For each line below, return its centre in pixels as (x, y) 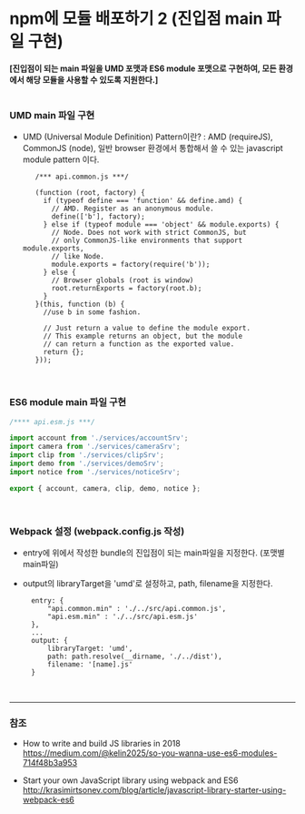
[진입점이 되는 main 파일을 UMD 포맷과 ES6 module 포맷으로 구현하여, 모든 (143, 68)
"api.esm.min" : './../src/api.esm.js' (122, 616)
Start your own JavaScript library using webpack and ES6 (130, 780)
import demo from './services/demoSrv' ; (87, 464)
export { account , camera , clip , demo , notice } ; (105, 488)
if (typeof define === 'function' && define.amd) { (143, 201)
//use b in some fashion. (92, 312)
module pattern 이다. (61, 159)
